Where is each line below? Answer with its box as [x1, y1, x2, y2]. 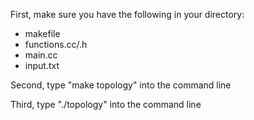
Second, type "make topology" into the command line [10, 79, 232, 91]
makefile [24, 28, 61, 39]
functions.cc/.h [24, 39, 88, 50]
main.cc [24, 49, 58, 61]
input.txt [24, 60, 60, 71]
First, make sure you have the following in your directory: [10, 9, 245, 20]
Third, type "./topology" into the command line [10, 99, 202, 110]
